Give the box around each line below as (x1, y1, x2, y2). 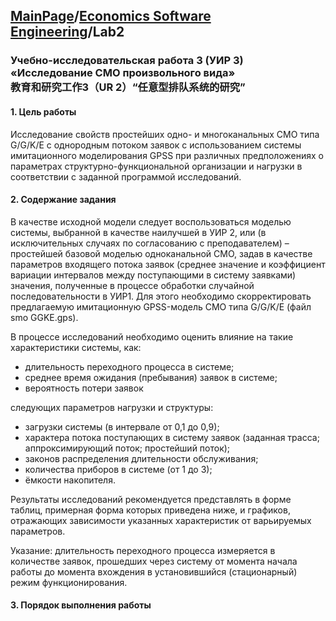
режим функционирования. (10, 576, 128, 588)
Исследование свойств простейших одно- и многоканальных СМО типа (10, 128, 320, 140)
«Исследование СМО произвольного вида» (10, 66, 236, 80)
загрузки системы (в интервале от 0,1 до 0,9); (24, 420, 220, 433)
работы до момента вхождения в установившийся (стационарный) (10, 565, 298, 578)
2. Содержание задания (10, 194, 117, 206)
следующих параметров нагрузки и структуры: (10, 401, 214, 413)
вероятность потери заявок (24, 382, 144, 394)
